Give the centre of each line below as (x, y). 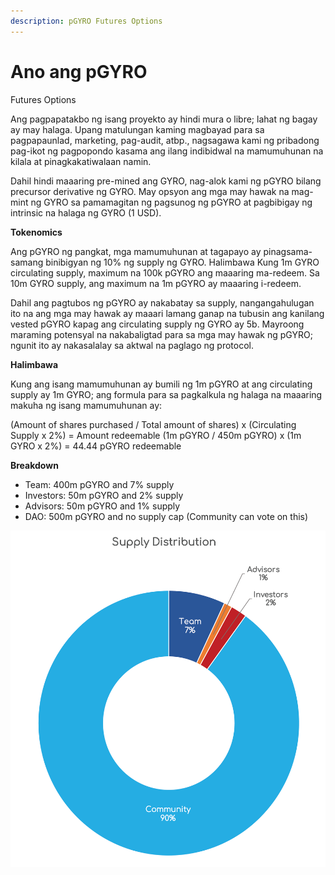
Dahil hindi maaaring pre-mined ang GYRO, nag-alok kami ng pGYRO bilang (166, 181)
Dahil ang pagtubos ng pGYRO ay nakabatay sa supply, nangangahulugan (162, 302)
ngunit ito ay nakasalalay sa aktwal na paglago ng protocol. (132, 345)
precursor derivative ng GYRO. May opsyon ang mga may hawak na (150, 191)
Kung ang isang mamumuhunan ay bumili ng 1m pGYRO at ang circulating (161, 384)
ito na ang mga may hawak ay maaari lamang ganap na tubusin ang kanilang (167, 313)
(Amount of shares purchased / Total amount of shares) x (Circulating (153, 424)
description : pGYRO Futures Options (86, 21)
